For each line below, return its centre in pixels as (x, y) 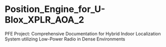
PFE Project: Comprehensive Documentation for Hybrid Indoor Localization (83, 33)
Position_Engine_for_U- (55, 9)
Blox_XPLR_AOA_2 (45, 20)
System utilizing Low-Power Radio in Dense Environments (65, 39)
